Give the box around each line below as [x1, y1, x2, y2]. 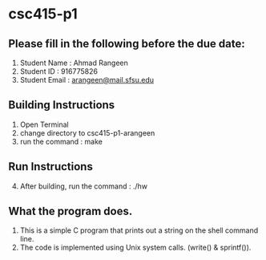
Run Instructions [8, 160, 94, 173]
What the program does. [8, 205, 133, 218]
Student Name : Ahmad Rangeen [19, 58, 128, 67]
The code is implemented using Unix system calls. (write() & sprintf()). [19, 242, 252, 253]
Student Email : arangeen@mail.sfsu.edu [19, 75, 155, 84]
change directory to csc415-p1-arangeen [19, 128, 155, 137]
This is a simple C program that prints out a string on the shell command [19, 225, 259, 235]
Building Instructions [8, 98, 115, 112]
